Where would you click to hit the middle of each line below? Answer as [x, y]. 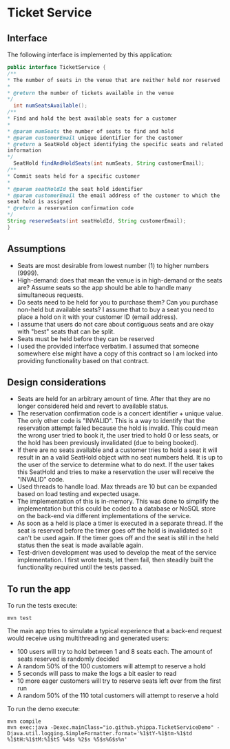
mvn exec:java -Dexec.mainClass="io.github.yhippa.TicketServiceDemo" [111, 728]
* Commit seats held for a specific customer [73, 176]
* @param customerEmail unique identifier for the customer [95, 138]
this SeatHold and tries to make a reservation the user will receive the [116, 472]
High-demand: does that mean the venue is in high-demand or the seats [119, 280]
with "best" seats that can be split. [66, 331]
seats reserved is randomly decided [68, 659]
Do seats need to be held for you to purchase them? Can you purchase [117, 302]
